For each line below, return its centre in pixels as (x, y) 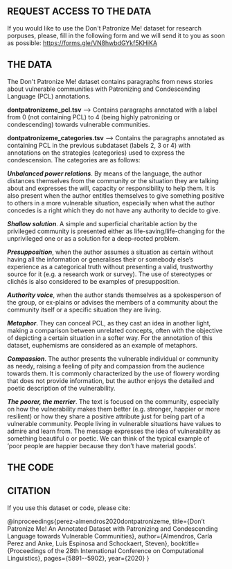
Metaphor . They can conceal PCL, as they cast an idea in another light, (109, 323)
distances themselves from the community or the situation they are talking (113, 180)
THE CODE (30, 468)
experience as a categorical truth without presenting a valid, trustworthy (110, 266)
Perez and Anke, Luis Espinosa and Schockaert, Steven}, (88, 543)
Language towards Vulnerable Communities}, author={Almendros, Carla (110, 536)
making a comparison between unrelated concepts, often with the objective (115, 330)
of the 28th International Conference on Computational (126, 550)
